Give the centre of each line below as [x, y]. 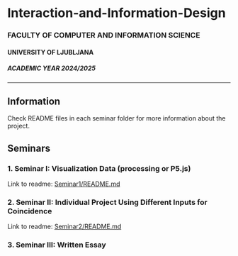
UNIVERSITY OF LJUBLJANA [51, 52]
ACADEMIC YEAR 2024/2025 [51, 68]
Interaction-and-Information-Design [117, 13]
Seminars [29, 148]
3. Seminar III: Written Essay [57, 245]
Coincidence [30, 211]
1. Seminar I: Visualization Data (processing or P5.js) [99, 168]
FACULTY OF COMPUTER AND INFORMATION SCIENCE [104, 35]
